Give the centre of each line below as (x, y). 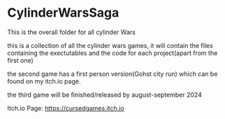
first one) (20, 60)
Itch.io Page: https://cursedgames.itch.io (66, 108)
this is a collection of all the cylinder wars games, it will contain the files (110, 45)
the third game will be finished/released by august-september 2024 (105, 95)
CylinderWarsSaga (63, 13)
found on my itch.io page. (44, 81)
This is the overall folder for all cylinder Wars (72, 32)
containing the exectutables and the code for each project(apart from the (112, 53)
